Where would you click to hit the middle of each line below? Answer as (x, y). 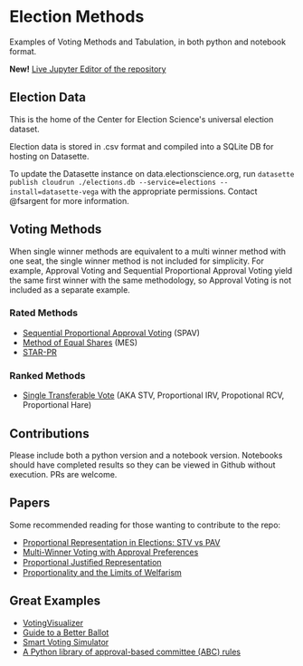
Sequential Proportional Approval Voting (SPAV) (111, 333)
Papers (30, 503)
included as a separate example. (70, 290)
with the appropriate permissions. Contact (179, 191)
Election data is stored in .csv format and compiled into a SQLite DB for (142, 146)
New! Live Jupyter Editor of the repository (88, 69)
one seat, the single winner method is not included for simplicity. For (137, 261)
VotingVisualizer (53, 623)
